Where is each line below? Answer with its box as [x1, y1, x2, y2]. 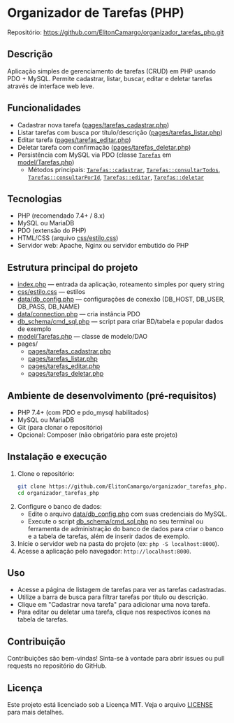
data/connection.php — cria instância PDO [17, 310, 141, 318]
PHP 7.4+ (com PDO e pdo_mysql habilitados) [17, 408, 149, 416]
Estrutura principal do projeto [7, 261, 138, 274]
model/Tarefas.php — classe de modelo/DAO [17, 332, 148, 341]
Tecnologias [7, 192, 62, 204]
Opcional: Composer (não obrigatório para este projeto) [17, 430, 178, 439]
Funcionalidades [7, 102, 82, 114]
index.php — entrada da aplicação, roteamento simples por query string [17, 280, 225, 288]
